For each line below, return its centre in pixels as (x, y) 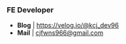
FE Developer (30, 10)
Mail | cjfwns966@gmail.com (60, 33)
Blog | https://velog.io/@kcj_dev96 (68, 26)
